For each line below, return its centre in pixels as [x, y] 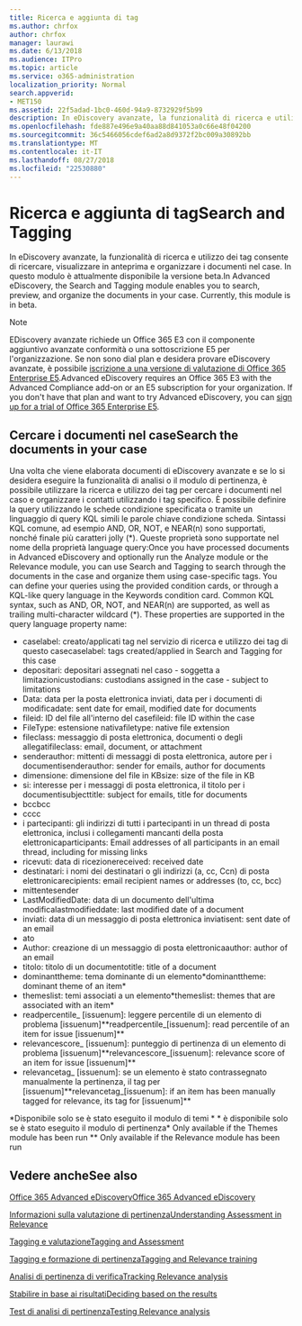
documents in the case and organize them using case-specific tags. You [143, 577]
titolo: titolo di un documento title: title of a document [120, 967]
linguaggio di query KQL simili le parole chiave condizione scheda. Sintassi [147, 519]
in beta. [23, 305]
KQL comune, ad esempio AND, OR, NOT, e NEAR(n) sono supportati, [138, 529]
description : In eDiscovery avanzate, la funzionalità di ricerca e [140, 118]
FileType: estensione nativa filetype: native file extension [126, 728]
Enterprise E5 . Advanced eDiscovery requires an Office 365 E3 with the [141, 378]
